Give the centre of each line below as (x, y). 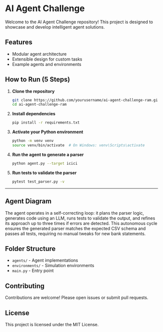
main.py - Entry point (33, 271)
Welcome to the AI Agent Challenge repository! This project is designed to (79, 22)
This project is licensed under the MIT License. (52, 324)
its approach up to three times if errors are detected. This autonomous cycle (81, 223)
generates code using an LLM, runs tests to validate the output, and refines (80, 218)
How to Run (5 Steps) (38, 80)
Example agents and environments (47, 64)
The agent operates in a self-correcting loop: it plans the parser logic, (74, 213)
